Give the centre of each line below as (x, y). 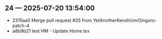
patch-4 (21, 25)
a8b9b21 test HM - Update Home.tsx (51, 31)
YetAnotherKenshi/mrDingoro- (125, 20)
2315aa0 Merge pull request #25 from (52, 20)
